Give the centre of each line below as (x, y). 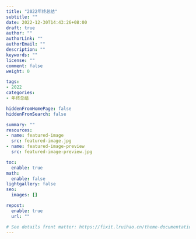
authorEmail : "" (26, 44)
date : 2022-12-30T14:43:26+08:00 (47, 22)
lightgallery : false (31, 184)
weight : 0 (18, 71)
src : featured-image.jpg (41, 141)
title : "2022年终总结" (32, 11)
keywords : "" (22, 55)
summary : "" (20, 124)
